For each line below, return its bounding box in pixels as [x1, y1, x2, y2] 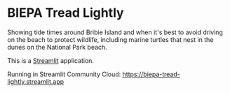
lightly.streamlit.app [7, 77, 65, 85]
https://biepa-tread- [122, 70, 180, 78]
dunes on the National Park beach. [7, 43, 107, 51]
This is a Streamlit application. [7, 56, 95, 64]
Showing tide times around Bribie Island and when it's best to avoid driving [7, 28, 223, 36]
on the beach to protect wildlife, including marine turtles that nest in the [7, 35, 214, 43]
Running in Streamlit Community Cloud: [7, 70, 121, 78]
